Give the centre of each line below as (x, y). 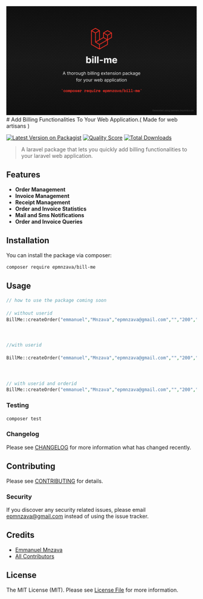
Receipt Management (43, 202)
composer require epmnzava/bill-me (51, 267)
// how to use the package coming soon (56, 301)
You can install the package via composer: (59, 255)
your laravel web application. (57, 155)
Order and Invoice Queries (49, 221)
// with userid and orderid (42, 384)
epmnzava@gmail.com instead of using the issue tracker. (78, 516)
